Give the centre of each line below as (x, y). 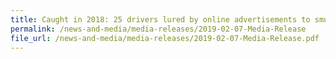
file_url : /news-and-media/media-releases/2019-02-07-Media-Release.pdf (165, 38)
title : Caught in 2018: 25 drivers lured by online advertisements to (160, 19)
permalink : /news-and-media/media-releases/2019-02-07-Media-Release (158, 29)
